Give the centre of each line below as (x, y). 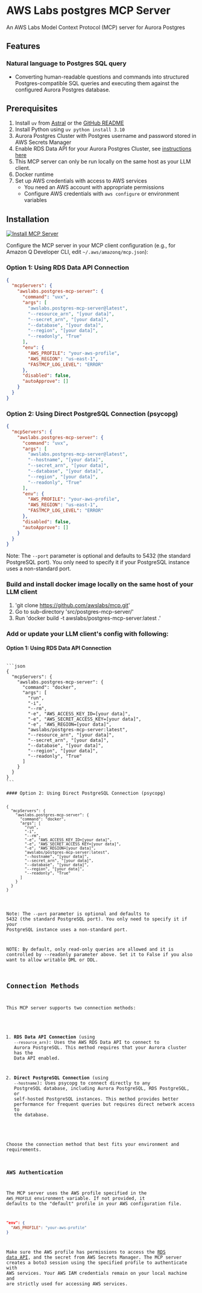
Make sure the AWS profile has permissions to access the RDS (86, 1252)
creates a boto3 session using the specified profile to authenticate (97, 1262)
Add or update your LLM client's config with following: (87, 634)
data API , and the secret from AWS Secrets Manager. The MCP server (94, 1257)
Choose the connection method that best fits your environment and (93, 1144)
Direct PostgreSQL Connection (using (61, 1078)
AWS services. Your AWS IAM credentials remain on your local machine (97, 1273)
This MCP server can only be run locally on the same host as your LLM (103, 161)
